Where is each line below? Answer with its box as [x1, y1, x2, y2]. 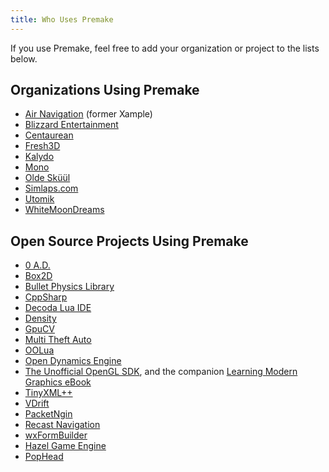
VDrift [24, 397, 50, 410]
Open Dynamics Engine [24, 355, 122, 367]
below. [10, 52, 38, 65]
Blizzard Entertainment [24, 119, 119, 131]
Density [24, 312, 57, 325]
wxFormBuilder [24, 429, 88, 441]
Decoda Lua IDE [24, 302, 92, 314]
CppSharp [24, 291, 68, 303]
